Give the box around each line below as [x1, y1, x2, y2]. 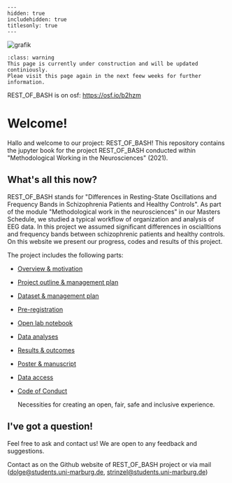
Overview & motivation [17, 264, 83, 273]
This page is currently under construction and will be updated [7, 60, 198, 67]
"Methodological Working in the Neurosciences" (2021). [7, 154, 168, 162]
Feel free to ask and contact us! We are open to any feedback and [7, 439, 198, 447]
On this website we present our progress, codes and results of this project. [7, 237, 223, 245]
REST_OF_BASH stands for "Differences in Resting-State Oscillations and [7, 192, 217, 200]
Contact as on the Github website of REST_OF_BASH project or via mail [7, 460, 212, 468]
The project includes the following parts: [7, 250, 124, 259]
